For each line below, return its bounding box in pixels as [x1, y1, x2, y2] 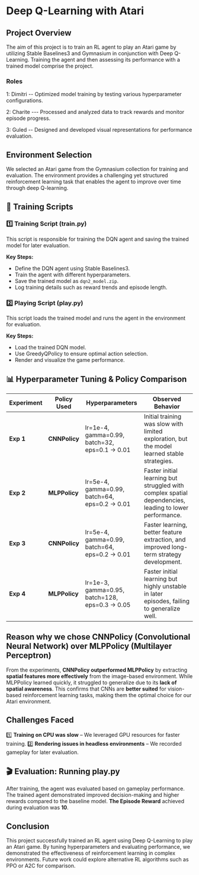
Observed [152, 394, 182, 403]
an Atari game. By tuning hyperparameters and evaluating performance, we [6, 844, 191, 851]
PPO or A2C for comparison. [6, 862, 76, 870]
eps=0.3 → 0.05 [85, 600, 131, 609]
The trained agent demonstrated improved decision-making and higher [6, 791, 179, 798]
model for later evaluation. [6, 241, 70, 249]
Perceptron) [6, 651, 52, 661]
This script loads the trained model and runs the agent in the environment [6, 314, 185, 322]
